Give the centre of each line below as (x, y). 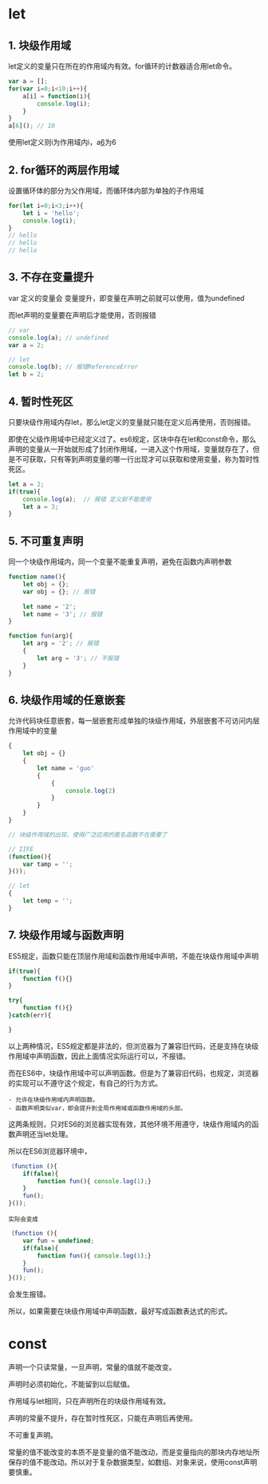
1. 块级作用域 (40, 45)
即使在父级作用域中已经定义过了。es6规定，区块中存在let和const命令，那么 (132, 439)
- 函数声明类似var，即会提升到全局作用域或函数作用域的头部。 (97, 1108)
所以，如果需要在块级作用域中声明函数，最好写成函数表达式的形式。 (120, 1311)
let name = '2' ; (50, 606)
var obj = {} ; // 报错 (59, 592)
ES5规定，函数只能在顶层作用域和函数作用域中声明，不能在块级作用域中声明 (134, 956)
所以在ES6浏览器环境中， (50, 1151)
